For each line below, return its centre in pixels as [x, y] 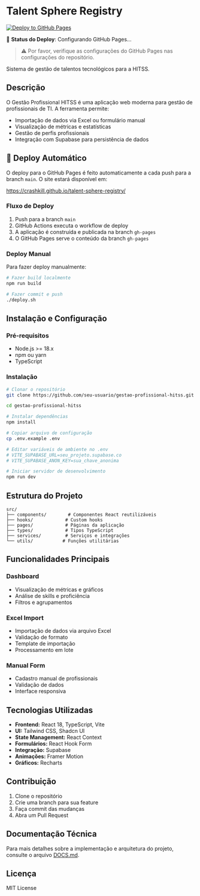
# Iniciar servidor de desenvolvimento [56, 471]
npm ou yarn [31, 355]
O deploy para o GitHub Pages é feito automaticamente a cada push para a [99, 173]
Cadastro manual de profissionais [56, 678]
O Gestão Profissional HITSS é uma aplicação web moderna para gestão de [99, 102]
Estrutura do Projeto [45, 496]
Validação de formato [41, 637]
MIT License [22, 888]
